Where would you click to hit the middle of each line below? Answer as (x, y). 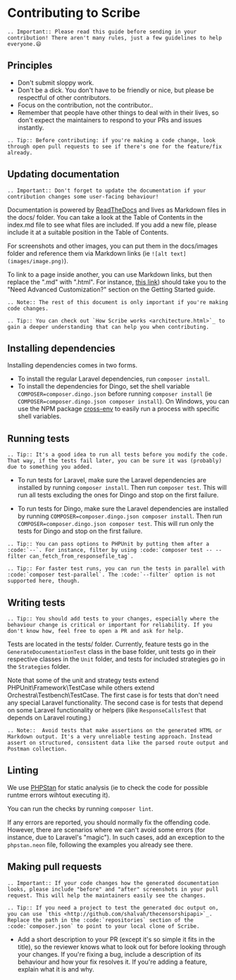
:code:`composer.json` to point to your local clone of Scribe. (104, 926)
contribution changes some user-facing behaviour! (83, 196)
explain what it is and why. (56, 969)
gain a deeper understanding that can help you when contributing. (108, 327)
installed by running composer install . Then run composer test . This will (122, 488)
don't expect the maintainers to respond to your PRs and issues (110, 120)
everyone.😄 (24, 44)
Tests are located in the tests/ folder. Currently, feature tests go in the (108, 644)
